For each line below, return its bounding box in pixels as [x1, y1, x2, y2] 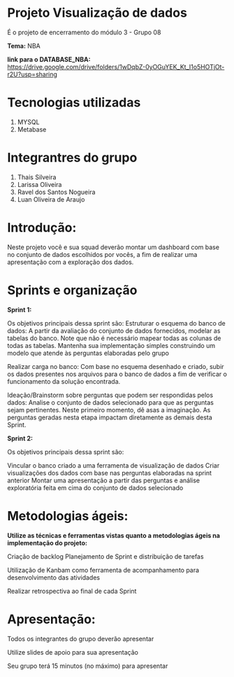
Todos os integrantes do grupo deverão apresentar [7, 634, 154, 643]
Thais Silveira [17, 173, 57, 181]
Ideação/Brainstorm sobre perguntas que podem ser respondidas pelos [7, 391, 214, 399]
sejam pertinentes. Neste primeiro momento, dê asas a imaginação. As [7, 405, 211, 414]
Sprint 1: [7, 305, 32, 314]
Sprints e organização [7, 282, 138, 298]
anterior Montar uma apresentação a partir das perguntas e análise [7, 476, 200, 484]
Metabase [17, 125, 47, 134]
